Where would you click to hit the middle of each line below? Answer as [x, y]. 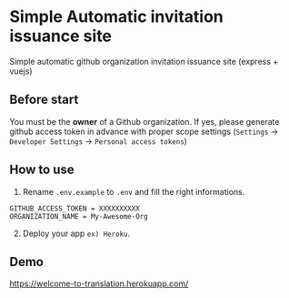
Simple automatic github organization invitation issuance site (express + [144, 61]
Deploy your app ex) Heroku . [76, 233]
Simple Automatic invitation [117, 17]
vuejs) [21, 71]
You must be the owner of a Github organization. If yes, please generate [144, 121]
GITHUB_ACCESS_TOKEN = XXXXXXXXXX [75, 208]
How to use [42, 170]
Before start [44, 100]
